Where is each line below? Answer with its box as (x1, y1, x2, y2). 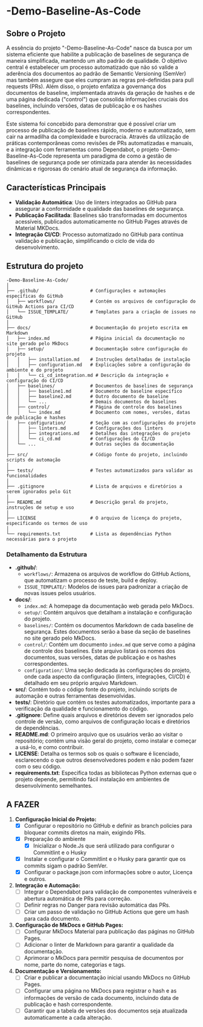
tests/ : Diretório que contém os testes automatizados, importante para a (14, 698, 195, 706)
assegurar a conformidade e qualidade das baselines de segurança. (14, 205, 185, 212)
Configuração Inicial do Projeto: (14, 816, 97, 823)
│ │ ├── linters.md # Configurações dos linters (6, 425, 164, 431)
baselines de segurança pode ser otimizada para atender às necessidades (6, 159, 192, 166)
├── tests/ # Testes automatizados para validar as (6, 467, 193, 474)
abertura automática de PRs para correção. (24, 895, 132, 903)
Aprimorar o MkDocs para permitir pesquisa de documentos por (24, 955, 184, 962)
